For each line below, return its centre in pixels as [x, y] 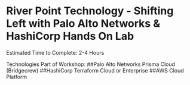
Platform [17, 77]
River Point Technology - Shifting [90, 11]
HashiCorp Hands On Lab [70, 36]
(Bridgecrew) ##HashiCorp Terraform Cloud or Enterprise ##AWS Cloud [95, 70]
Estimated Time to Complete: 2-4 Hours [55, 52]
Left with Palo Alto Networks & [83, 23]
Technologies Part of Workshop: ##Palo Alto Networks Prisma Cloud [91, 64]
